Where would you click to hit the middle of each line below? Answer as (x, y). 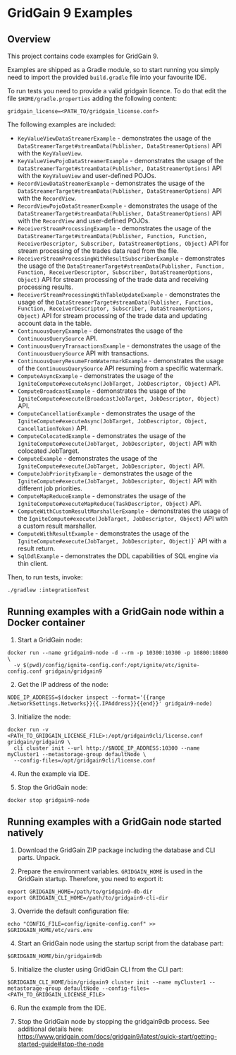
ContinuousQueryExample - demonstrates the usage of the (100, 331)
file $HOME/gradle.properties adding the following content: (92, 98)
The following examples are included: (62, 124)
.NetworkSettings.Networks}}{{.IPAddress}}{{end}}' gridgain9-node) (110, 703)
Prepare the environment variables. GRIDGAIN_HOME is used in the (110, 871)
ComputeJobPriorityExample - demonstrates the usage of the (105, 473)
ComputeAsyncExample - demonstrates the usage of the (95, 376)
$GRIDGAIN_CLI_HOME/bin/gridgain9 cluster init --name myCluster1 (107, 982)
